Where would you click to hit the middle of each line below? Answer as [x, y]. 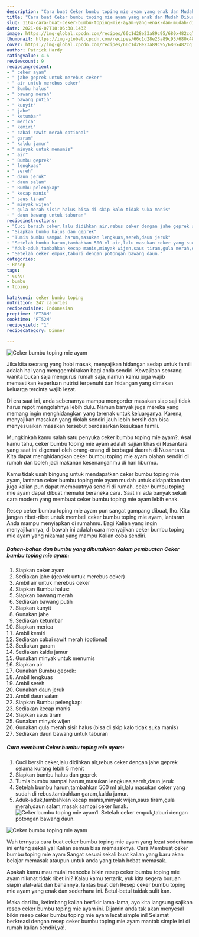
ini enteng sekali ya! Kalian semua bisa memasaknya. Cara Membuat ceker [97, 848]
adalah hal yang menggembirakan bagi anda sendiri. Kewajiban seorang [94, 370]
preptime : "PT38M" [29, 314]
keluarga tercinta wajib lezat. [42, 389]
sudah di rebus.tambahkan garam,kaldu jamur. [72, 794]
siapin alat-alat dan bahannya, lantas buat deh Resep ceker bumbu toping [96, 885]
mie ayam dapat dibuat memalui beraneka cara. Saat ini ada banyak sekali [97, 492]
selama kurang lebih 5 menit [50, 769]
